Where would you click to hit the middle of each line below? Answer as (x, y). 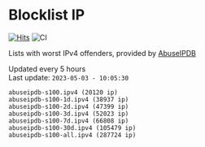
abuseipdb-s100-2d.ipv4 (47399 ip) (69, 106)
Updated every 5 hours (47, 69)
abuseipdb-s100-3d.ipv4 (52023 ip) (69, 114)
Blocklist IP (47, 15)
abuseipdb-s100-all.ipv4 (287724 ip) (72, 135)
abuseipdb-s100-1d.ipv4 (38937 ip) (69, 99)
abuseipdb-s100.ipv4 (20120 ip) (63, 92)
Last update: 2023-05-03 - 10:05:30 (68, 77)
